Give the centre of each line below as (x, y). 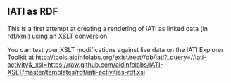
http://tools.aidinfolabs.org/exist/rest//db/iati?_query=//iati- (121, 57)
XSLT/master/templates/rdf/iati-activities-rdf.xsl (76, 72)
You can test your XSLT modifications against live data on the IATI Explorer (115, 49)
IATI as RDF (33, 12)
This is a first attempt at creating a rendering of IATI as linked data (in (108, 28)
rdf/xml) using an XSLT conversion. (58, 36)
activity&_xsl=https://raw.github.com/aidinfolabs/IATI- (85, 64)
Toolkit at (21, 57)
